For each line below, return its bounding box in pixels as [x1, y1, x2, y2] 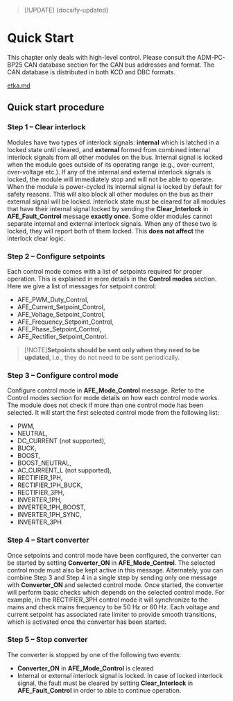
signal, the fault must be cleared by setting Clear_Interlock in [17, 679, 193, 687]
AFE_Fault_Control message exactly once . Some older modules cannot [7, 212, 213, 220]
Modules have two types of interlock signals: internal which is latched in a [7, 138, 220, 147]
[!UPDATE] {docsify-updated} [24, 6, 109, 14]
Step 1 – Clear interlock [7, 122, 86, 132]
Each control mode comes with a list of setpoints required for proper [7, 267, 202, 275]
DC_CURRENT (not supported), [17, 437, 106, 445]
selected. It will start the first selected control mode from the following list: [7, 409, 220, 417]
